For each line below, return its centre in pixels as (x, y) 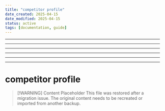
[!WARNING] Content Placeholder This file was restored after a (80, 93)
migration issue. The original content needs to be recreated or (80, 98)
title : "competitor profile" (35, 10)
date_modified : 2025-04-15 (33, 19)
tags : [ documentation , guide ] (36, 28)
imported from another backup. (49, 104)
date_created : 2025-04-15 (31, 14)
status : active (21, 23)
